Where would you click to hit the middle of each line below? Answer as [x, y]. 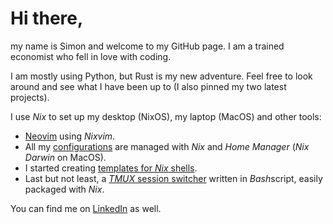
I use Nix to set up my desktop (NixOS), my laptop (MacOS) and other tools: [166, 116]
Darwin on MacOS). [65, 157]
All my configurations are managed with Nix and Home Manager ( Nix [167, 146]
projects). [30, 97]
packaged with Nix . [64, 189]
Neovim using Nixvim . [70, 136]
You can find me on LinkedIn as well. [86, 208]
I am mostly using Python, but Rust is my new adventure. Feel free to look [161, 76]
